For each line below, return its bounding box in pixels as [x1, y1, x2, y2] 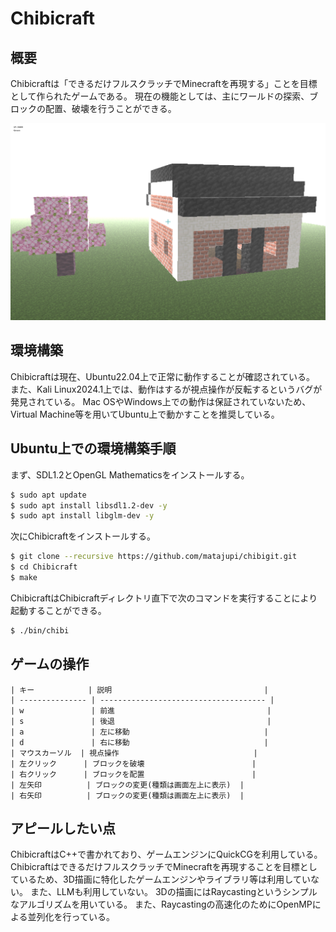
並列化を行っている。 [27, 911, 115, 923]
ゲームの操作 [10, 656, 90, 673]
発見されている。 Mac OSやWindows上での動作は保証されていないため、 [10, 395, 312, 407]
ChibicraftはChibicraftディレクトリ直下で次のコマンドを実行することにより [10, 592, 318, 604]
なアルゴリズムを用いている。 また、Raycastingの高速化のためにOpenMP [10, 898, 313, 911]
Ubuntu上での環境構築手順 [10, 440, 177, 457]
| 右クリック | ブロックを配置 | [10, 769, 257, 779]
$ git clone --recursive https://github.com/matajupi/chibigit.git [10, 552, 298, 562]
